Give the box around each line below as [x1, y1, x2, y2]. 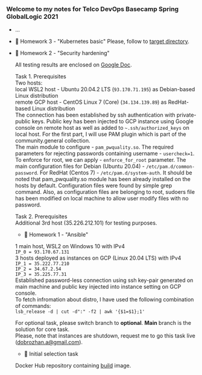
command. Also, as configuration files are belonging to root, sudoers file [14, 188, 195, 196]
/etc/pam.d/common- [145, 164, 195, 170]
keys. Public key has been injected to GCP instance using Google [31, 118, 194, 125]
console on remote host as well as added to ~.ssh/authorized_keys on [14, 124, 190, 132]
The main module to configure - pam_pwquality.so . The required [14, 144, 174, 151]
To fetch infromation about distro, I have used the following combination [14, 296, 194, 303]
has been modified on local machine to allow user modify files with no [14, 195, 189, 202]
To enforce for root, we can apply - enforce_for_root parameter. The [14, 156, 186, 164]
